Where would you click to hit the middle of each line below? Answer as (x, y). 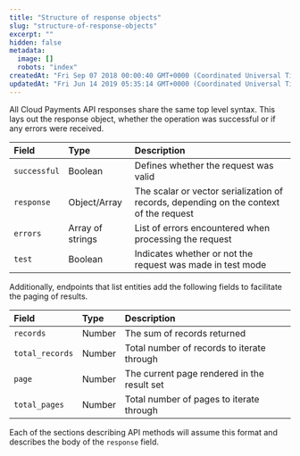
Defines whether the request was (204, 165)
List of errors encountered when (202, 228)
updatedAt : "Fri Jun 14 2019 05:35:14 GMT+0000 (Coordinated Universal (145, 84)
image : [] (35, 59)
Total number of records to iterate (195, 347)
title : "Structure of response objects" (86, 17)
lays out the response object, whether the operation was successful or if (142, 119)
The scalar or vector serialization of (209, 191)
